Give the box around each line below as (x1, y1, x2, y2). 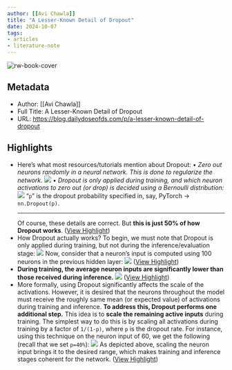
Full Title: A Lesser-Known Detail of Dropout (17, 107, 143, 115)
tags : (7, 29, 23, 37)
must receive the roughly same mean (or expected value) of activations (17, 295, 221, 303)
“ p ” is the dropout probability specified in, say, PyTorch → (26, 191, 190, 200)
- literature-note (7, 42, 60, 49)
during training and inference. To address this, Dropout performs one (17, 302, 217, 310)
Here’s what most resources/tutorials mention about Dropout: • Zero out (17, 160, 222, 168)
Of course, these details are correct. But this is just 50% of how (17, 219, 200, 227)
